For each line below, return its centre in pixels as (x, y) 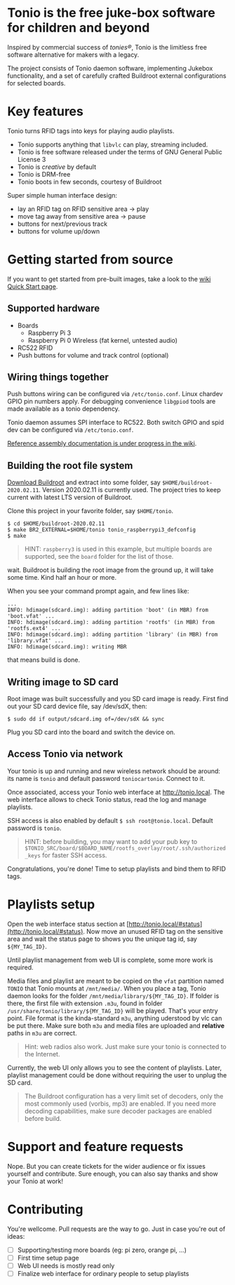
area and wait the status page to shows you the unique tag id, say (102, 939)
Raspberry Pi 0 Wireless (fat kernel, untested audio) (102, 340)
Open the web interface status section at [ (68, 924)
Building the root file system (70, 465)
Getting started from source (90, 260)
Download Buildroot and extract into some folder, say (84, 482)
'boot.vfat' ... (31, 616)
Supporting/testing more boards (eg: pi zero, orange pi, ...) (102, 1250)
